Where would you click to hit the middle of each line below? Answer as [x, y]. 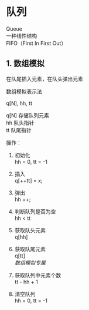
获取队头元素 [30, 230]
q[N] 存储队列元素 [28, 115]
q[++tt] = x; [28, 180]
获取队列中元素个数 [38, 275]
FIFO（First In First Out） [36, 43]
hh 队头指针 [20, 123]
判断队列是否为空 [35, 211]
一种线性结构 [21, 35]
